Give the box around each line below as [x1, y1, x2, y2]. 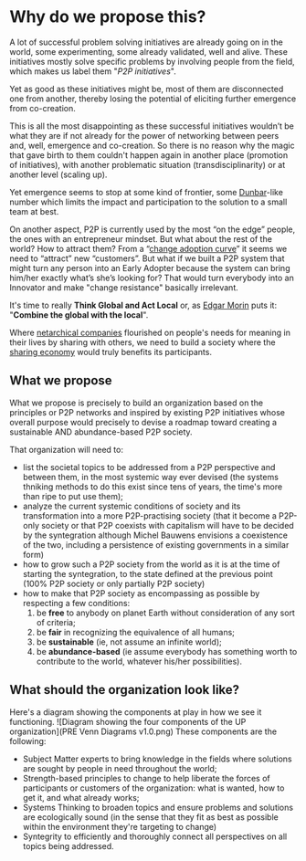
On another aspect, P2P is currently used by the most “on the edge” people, [9, 224, 296, 235]
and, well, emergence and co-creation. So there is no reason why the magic [9, 140, 295, 151]
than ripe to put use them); [22, 490, 123, 501]
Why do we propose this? [9, 6, 206, 27]
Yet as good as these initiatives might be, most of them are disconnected [9, 83, 284, 94]
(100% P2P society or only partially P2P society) [22, 578, 206, 589]
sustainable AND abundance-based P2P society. [9, 426, 194, 437]
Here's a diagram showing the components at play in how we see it [9, 706, 262, 718]
